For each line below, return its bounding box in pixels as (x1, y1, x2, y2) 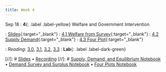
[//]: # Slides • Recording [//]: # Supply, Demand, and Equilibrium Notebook (5, 56, 161, 62)
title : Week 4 (5, 7, 35, 13)
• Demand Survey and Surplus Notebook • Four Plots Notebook (5, 61, 137, 67)
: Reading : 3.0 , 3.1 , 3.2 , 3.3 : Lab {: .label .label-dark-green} (5, 46, 126, 52)
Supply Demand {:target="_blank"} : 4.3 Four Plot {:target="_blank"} (5, 36, 144, 42)
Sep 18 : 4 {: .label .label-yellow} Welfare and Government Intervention (5, 21, 149, 27)
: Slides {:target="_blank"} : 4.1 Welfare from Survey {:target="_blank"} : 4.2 (5, 31, 159, 37)
